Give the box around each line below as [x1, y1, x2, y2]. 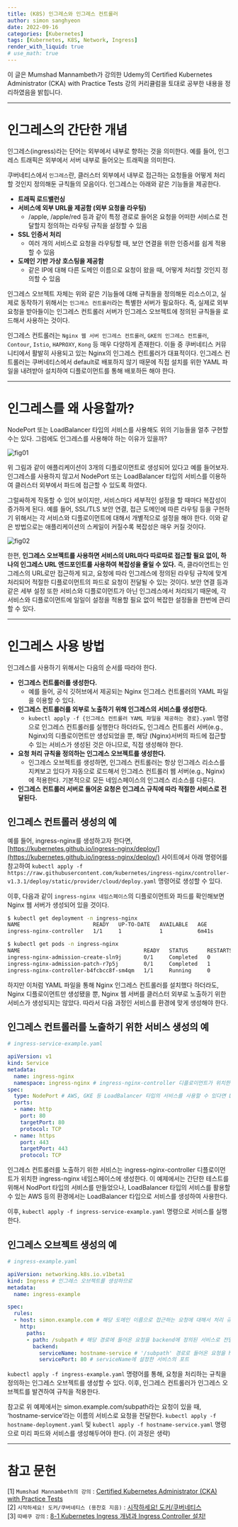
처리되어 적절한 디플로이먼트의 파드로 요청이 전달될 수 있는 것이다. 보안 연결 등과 [7, 577, 229, 586]
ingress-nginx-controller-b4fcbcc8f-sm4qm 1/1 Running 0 [7, 967, 211, 974]
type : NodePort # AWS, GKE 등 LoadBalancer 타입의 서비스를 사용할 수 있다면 [13, 1093, 227, 1100]
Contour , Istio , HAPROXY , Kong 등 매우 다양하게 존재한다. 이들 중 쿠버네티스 [7, 339, 214, 348]
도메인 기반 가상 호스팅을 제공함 [17, 257, 104, 265]
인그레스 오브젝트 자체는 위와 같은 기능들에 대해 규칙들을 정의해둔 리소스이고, [7, 289, 220, 298]
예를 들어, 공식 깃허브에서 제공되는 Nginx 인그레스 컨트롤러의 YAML [28, 687, 216, 695]
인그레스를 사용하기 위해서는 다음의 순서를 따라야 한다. [7, 663, 157, 672]
